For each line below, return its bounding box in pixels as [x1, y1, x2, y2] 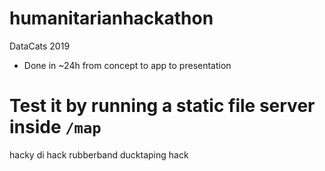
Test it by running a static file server [9, 95, 316, 117]
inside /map [9, 116, 102, 139]
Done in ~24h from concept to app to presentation [23, 59, 232, 71]
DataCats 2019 [9, 40, 71, 52]
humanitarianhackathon [9, 7, 214, 30]
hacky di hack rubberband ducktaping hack [9, 148, 189, 161]
